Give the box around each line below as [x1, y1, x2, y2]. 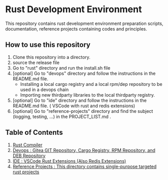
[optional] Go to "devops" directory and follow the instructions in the [12, 70, 156, 76]
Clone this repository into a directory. [12, 54, 90, 60]
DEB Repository [12, 153, 46, 159]
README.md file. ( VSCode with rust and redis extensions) [12, 103, 136, 109]
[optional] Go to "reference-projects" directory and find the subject [12, 108, 153, 114]
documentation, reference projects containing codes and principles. [5, 25, 147, 32]
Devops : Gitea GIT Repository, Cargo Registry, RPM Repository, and [12, 147, 156, 153]
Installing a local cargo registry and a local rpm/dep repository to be [20, 81, 162, 87]
